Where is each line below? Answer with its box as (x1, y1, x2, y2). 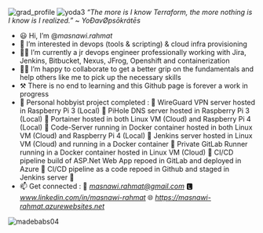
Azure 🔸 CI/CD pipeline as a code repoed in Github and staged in (19, 165, 230, 173)
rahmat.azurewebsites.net (19, 202, 105, 211)
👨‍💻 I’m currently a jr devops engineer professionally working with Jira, (19, 48, 247, 56)
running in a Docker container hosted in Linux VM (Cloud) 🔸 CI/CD (19, 147, 234, 157)
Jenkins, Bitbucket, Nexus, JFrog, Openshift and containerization (19, 56, 230, 65)
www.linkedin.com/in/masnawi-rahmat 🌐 (19, 193, 154, 202)
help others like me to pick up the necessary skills (19, 73, 182, 82)
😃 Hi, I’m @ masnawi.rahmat (19, 31, 113, 40)
